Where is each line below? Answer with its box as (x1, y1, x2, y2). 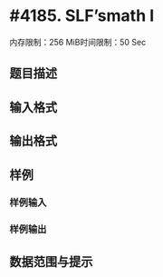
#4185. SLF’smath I (9, 5, 155, 26)
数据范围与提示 (9, 253, 93, 269)
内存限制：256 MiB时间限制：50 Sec (9, 36, 147, 47)
